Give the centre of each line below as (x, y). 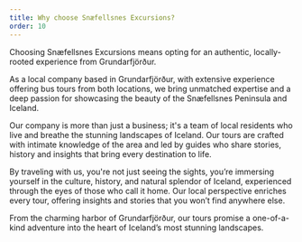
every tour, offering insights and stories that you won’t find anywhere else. (147, 200)
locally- (267, 51)
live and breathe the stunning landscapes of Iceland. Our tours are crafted (146, 135)
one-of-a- (271, 218)
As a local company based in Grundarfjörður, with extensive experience (142, 79)
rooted (22, 61)
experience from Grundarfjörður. (96, 61)
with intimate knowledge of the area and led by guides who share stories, (146, 144)
